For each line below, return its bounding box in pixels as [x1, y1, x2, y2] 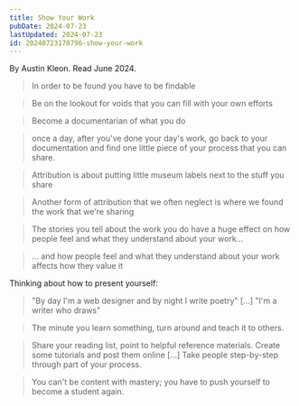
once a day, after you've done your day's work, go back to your [31, 133, 268, 144]
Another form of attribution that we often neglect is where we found [31, 197, 284, 208]
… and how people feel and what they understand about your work [31, 251, 280, 262]
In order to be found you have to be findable [31, 80, 196, 91]
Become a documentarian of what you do [31, 115, 186, 126]
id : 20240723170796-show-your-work [9, 38, 144, 48]
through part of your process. [31, 359, 142, 370]
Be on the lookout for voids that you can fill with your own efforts [31, 98, 274, 109]
